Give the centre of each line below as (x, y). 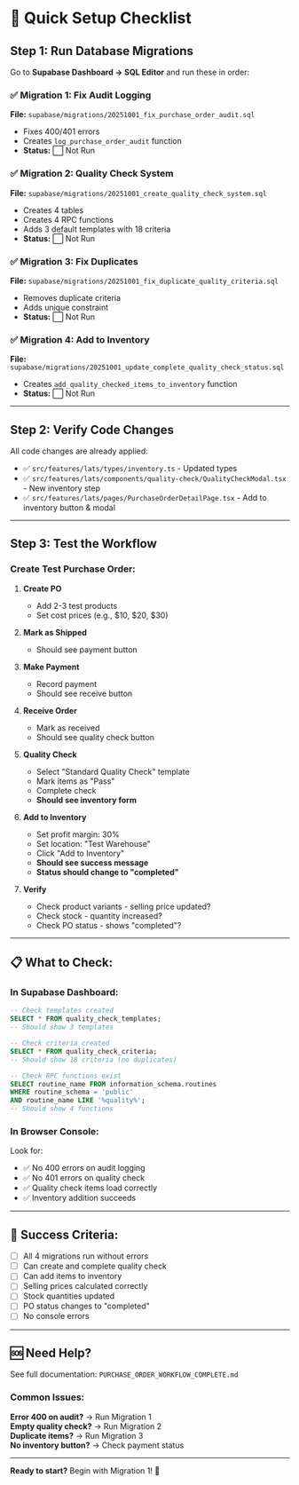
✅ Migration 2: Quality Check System (92, 174)
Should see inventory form (86, 800)
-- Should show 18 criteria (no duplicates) (94, 1060)
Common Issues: (47, 1397)
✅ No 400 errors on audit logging (84, 1168)
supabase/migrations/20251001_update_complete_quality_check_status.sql (147, 367)
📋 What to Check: (62, 963)
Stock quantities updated (69, 1296)
